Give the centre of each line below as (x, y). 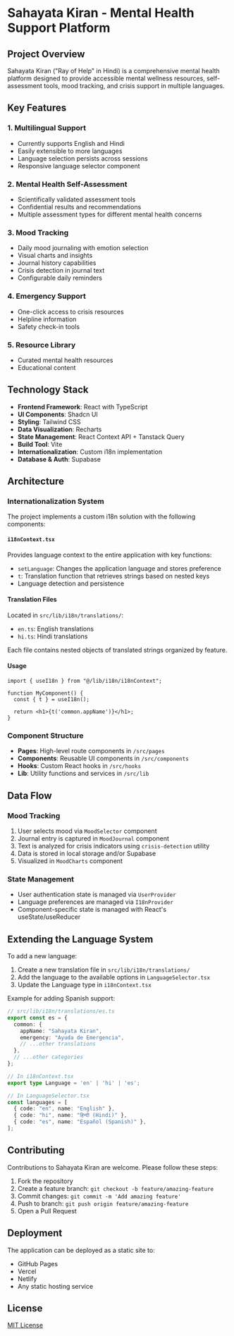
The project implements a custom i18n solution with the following (101, 517)
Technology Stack (48, 390)
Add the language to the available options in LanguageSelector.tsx (113, 977)
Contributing (36, 1150)
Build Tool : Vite (40, 444)
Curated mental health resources (65, 360)
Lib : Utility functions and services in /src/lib (83, 774)
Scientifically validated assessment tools (76, 199)
